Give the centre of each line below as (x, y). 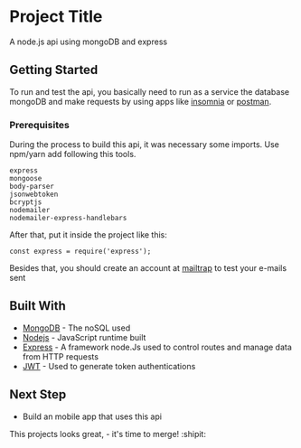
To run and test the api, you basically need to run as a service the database (150, 91)
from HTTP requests (61, 356)
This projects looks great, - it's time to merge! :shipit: (108, 434)
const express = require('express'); (80, 252)
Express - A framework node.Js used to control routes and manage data (157, 347)
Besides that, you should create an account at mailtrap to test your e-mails (148, 268)
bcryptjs (26, 202)
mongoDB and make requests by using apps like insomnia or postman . (141, 101)
